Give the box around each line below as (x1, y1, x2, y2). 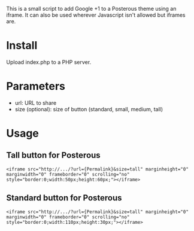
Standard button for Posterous (6, 193, 122, 203)
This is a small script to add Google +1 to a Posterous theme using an (6, 5, 177, 12)
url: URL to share (14, 99, 57, 107)
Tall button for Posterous (6, 150, 101, 160)
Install (6, 39, 38, 53)
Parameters (6, 80, 66, 93)
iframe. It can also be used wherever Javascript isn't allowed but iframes (6, 11, 186, 19)
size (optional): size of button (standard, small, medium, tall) (14, 105, 163, 113)
